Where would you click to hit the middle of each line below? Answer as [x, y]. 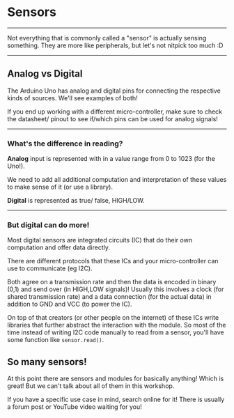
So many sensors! [47, 362]
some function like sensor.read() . [56, 340]
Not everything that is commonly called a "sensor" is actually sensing [107, 38]
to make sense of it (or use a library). [60, 187]
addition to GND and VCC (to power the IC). [70, 304]
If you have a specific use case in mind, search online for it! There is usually [116, 400]
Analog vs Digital [45, 74]
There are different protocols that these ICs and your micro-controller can [113, 261]
